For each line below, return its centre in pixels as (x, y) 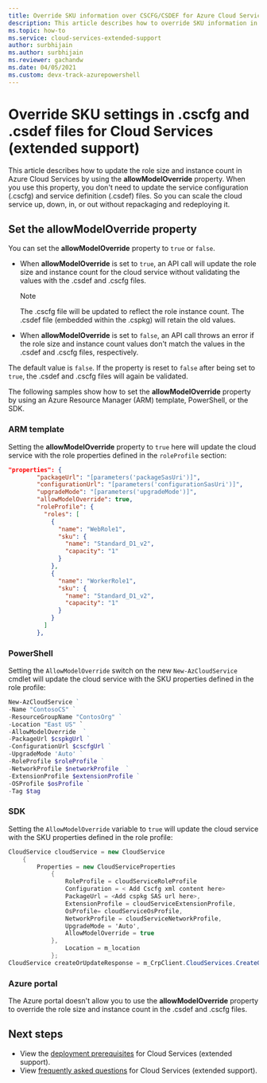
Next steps (36, 1034)
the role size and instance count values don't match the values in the (132, 344)
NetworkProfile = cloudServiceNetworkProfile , (143, 918)
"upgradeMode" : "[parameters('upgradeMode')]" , (117, 492)
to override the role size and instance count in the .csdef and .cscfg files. (128, 1010)
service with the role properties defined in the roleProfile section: (118, 455)
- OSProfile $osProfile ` (49, 783)
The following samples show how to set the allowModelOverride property (130, 392)
